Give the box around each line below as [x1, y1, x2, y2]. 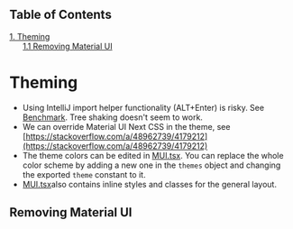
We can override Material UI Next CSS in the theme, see [22, 121, 231, 132]
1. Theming [9, 31, 50, 41]
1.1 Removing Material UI [22, 41, 113, 51]
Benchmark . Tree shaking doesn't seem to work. [22, 112, 203, 123]
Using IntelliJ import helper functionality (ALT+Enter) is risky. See [22, 102, 264, 113]
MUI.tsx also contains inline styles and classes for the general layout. [22, 179, 278, 189]
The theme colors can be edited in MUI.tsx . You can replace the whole [22, 150, 284, 160]
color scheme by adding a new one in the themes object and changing [22, 160, 281, 170]
